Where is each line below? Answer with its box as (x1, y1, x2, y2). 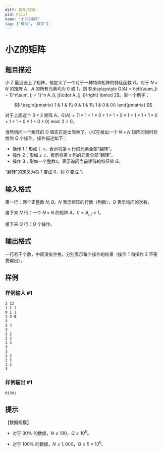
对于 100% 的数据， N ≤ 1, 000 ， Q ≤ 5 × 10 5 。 (12, 440, 106, 447)
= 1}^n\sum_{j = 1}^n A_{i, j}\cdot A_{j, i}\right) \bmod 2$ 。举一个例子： (5, 92, 150, 98)
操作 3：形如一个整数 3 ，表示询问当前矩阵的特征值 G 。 (12, 158, 123, 164)
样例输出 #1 (5, 379, 32, 386)
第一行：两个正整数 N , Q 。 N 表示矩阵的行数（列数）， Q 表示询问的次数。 (5, 199, 152, 205)
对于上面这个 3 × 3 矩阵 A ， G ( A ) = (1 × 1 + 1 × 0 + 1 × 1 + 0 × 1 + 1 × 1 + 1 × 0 (5, 113, 158, 118)
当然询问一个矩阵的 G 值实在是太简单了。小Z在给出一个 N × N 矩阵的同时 (5, 129, 154, 135)
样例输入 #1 (5, 289, 32, 296)
